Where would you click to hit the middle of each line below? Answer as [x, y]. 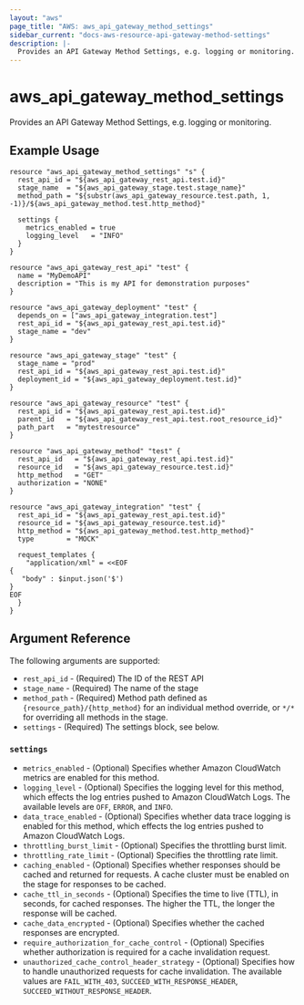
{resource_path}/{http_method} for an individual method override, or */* [158, 707]
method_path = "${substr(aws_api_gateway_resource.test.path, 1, [144, 196]
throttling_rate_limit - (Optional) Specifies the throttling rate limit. [150, 855]
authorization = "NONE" [62, 483]
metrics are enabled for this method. [91, 777]
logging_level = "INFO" [75, 235]
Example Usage [55, 151]
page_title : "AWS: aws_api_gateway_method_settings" [111, 26]
